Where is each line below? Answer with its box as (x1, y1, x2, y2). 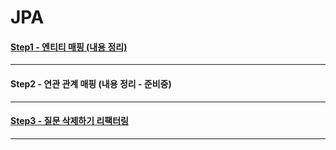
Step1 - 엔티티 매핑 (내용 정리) (10, 41, 128, 53)
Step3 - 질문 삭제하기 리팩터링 (10, 115, 129, 127)
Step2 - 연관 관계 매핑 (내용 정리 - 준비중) (10, 77, 172, 90)
